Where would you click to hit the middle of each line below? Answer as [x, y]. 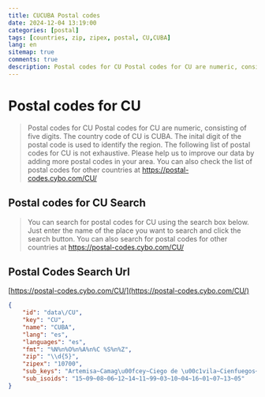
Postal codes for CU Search [77, 203]
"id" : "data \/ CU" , [52, 313]
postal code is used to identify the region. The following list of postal [139, 144]
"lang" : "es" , [45, 335]
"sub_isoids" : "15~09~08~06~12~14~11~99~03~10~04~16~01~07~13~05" [134, 379]
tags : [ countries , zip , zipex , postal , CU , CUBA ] [90, 37]
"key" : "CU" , [44, 320]
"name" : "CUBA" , [49, 327]
